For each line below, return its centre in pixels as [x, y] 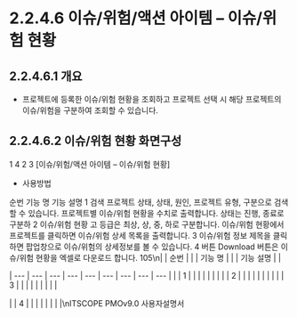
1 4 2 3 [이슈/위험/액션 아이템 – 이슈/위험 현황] [90, 164]
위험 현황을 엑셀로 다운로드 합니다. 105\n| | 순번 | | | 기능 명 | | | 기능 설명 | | [150, 257]
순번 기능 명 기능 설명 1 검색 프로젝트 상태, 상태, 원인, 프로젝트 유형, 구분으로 [141, 202]
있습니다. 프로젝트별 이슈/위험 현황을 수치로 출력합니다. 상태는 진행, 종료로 [156, 213]
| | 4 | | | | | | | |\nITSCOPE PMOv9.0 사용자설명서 [97, 303]
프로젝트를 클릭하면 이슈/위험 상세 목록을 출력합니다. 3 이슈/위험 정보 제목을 [140, 235]
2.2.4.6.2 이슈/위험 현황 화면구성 [96, 141]
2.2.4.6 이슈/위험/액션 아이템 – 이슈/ [136, 18]
